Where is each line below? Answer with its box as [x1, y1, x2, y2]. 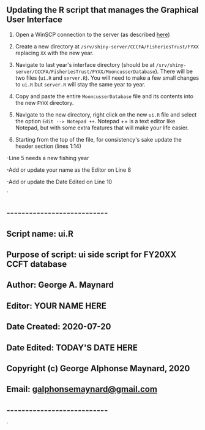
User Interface [6, 15, 63, 25]
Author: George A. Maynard [6, 280, 114, 290]
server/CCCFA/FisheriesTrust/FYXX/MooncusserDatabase [15, 69, 155, 75]
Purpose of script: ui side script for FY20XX [6, 249, 177, 259]
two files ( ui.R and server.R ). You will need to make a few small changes [15, 74, 199, 82]
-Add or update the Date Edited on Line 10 [6, 178, 112, 185]
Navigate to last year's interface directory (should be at [15, 61, 155, 68]
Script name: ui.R [6, 228, 73, 239]
